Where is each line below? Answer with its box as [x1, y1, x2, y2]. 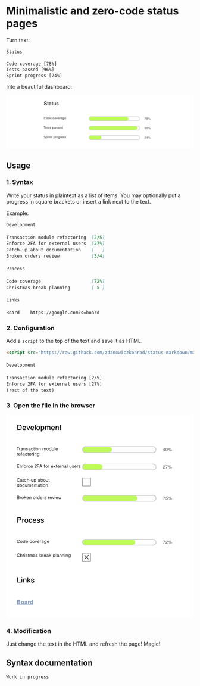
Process [6, 266, 26, 272]
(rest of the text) [6, 387, 55, 394]
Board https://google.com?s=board [6, 310, 100, 316]
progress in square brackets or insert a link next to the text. [6, 198, 151, 205]
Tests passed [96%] [6, 67, 55, 73]
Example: [6, 210, 29, 217]
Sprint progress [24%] [6, 73, 62, 79]
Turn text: [6, 36, 30, 43]
